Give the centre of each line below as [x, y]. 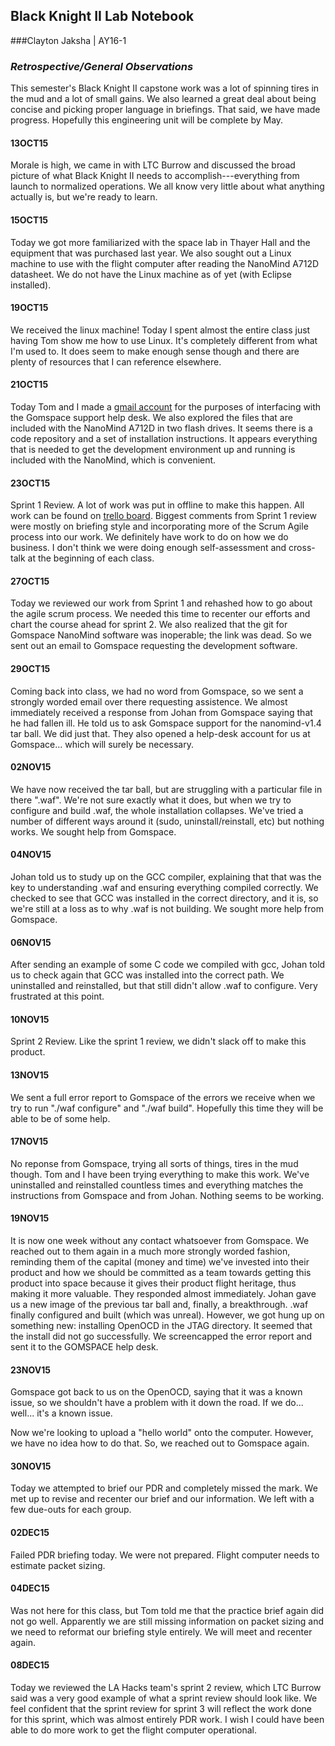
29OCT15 [30, 668]
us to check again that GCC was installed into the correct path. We [147, 975]
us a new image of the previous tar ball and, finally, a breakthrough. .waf [159, 1304]
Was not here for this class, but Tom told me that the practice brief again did [167, 1610]
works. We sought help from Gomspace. [93, 831]
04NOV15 [31, 855]
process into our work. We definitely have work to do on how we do [149, 537]
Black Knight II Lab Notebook [102, 16]
